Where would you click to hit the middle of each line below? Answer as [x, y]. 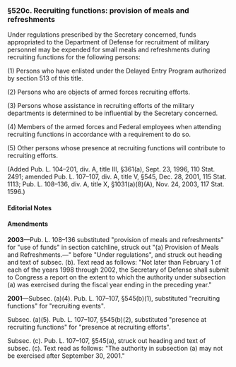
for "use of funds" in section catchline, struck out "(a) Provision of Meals [113, 247]
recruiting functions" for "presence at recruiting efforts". [89, 327]
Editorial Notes [29, 207]
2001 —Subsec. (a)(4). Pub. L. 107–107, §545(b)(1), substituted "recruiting [114, 299]
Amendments [28, 224]
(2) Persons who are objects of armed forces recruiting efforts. [99, 92]
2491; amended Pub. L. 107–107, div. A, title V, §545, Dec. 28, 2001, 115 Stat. [117, 177]
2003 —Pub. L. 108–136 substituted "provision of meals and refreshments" [116, 240]
